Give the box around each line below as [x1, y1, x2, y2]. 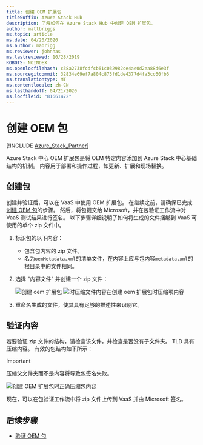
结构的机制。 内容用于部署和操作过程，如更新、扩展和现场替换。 [6, 162, 167, 169]
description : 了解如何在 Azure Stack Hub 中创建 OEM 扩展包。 [6, 20, 156, 26]
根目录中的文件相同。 [24, 262, 78, 270]
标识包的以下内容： [15, 234, 64, 241]
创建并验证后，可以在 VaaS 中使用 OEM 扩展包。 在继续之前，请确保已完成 [6, 198, 193, 206]
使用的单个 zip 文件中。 [6, 221, 65, 229]
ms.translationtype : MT [6, 76, 67, 82]
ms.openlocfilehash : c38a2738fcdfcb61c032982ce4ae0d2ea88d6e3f [6, 65, 170, 72]
